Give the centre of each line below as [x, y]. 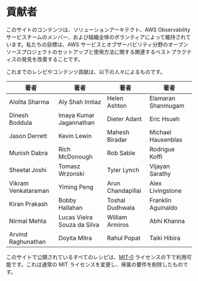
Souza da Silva [79, 224]
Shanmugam [167, 105]
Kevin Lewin [75, 135]
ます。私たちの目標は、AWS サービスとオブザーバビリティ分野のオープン [100, 44]
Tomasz [69, 166]
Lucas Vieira [75, 217]
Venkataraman [29, 190]
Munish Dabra [29, 153]
